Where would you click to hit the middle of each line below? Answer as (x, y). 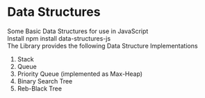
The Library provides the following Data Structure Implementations (102, 46)
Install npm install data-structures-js (59, 38)
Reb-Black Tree (40, 88)
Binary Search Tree (45, 81)
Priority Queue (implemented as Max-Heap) (80, 74)
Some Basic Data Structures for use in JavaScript (78, 31)
